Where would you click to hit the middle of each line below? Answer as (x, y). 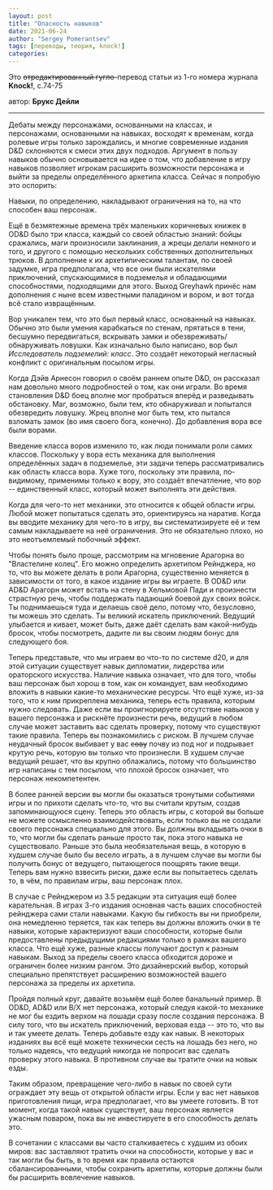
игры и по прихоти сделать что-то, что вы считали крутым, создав (124, 803)
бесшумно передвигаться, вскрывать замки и (89, 336)
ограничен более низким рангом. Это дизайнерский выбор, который (128, 966)
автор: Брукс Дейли (44, 101)
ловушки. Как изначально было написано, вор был (149, 345)
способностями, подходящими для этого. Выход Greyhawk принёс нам (132, 286)
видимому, (28, 480)
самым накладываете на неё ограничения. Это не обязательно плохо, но (136, 531)
